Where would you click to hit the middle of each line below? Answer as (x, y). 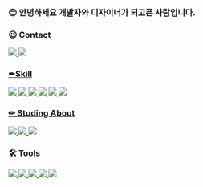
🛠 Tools (24, 152)
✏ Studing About (42, 113)
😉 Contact (30, 35)
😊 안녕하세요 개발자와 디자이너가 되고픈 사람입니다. (102, 12)
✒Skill (20, 74)
